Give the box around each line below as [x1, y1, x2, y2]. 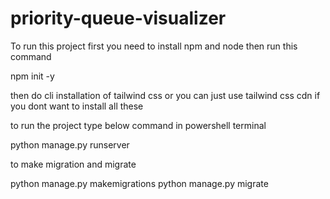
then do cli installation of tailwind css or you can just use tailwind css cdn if [10, 89, 321, 101]
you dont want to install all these [10, 100, 144, 112]
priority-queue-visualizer [10, 7, 227, 30]
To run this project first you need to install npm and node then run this [10, 40, 298, 52]
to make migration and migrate [10, 158, 137, 170]
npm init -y [10, 70, 55, 82]
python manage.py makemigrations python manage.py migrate [10, 177, 269, 189]
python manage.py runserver [10, 138, 130, 151]
